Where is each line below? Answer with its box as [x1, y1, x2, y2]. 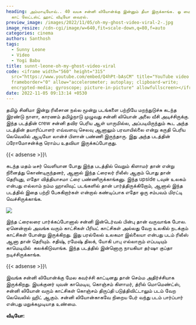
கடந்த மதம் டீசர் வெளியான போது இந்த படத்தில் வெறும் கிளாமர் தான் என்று [6, 162, 175, 169]
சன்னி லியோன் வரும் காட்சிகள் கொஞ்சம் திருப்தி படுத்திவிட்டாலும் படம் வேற [6, 287, 176, 294]
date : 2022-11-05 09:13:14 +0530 [6, 90, 87, 96]
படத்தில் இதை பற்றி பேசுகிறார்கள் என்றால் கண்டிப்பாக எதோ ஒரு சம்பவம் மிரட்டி [6, 189, 183, 196]
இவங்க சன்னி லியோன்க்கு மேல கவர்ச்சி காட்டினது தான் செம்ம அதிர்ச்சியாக [6, 273, 175, 281]
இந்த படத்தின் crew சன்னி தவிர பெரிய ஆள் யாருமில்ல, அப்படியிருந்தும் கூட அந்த [6, 119, 188, 126]
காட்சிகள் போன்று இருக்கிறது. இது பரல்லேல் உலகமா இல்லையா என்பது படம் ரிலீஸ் [6, 231, 188, 238]
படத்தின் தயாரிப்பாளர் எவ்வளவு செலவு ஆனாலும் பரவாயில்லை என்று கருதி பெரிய [6, 126, 185, 133]
